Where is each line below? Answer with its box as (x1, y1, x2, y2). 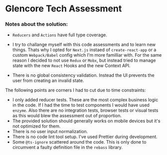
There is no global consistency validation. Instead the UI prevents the (12, 73, 155, 78)
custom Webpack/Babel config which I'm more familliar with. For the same (12, 52, 162, 58)
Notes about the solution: (5, 21, 68, 28)
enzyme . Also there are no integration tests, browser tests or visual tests (12, 107, 159, 113)
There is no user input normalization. (12, 129, 88, 135)
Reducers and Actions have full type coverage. (12, 32, 107, 38)
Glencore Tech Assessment (5, 3, 122, 14)
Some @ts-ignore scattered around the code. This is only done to (12, 139, 147, 145)
